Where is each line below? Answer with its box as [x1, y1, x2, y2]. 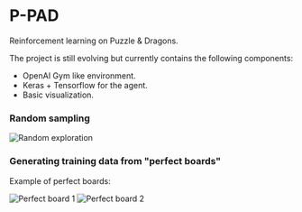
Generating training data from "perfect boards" [9, 155, 222, 168]
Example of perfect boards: [9, 175, 111, 186]
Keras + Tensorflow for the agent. [22, 79, 149, 90]
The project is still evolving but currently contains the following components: [9, 52, 294, 63]
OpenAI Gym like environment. [22, 69, 137, 81]
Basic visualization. [22, 89, 95, 100]
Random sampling [9, 112, 90, 124]
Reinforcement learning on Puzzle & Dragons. [9, 35, 178, 46]
